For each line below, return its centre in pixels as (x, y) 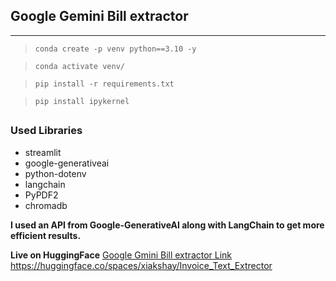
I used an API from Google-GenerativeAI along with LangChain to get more (167, 225)
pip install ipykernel (82, 101)
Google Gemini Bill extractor (99, 16)
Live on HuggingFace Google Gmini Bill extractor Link (121, 255)
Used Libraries (46, 131)
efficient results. (46, 235)
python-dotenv (55, 173)
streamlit (43, 152)
